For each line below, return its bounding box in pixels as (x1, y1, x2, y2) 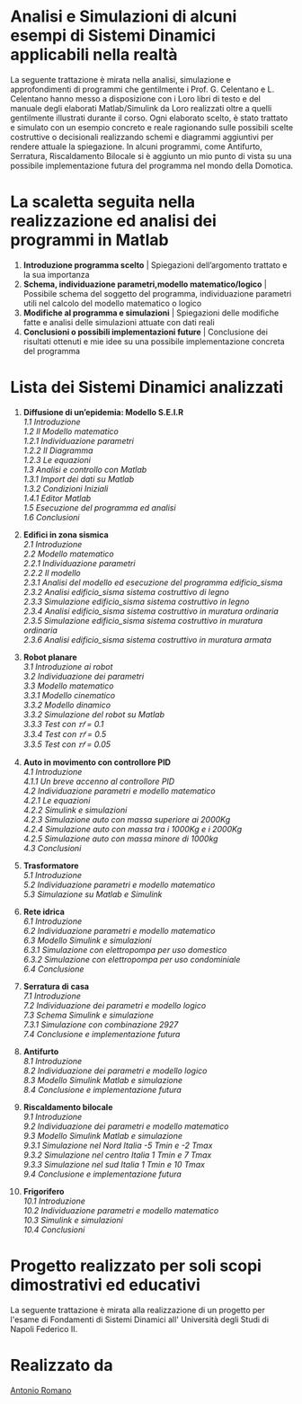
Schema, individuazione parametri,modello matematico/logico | (22, 279, 268, 289)
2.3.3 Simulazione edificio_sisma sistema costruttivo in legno (22, 596, 250, 607)
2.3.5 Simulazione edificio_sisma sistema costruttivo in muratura (22, 615, 263, 626)
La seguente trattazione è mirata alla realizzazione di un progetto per (10, 1304, 266, 1315)
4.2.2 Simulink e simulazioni (22, 804, 128, 815)
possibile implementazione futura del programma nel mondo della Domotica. (10, 160, 294, 171)
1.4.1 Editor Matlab (22, 493, 92, 503)
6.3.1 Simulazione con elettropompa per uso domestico (22, 944, 227, 955)
